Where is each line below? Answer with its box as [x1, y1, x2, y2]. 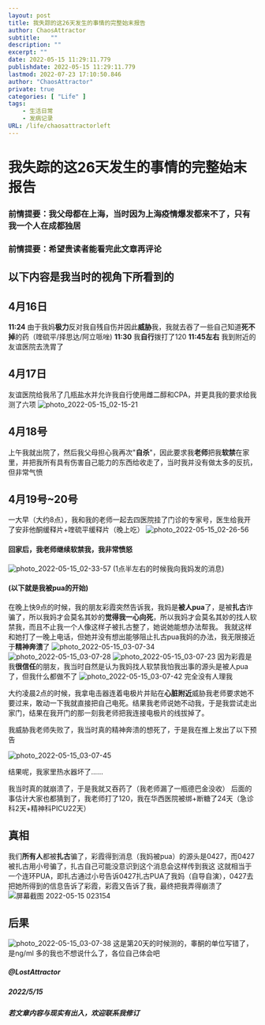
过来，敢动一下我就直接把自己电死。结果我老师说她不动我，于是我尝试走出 [14, 698, 257, 708]
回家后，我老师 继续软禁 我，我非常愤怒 [8, 545, 132, 554]
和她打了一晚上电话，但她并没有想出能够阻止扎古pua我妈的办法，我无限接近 [8, 632, 256, 641]
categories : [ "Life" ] [8, 93, 87, 100]
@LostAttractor [8, 967, 61, 977]
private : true [8, 85, 55, 93]
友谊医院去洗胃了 [8, 342, 64, 351]
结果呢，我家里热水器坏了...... [8, 766, 104, 776]
